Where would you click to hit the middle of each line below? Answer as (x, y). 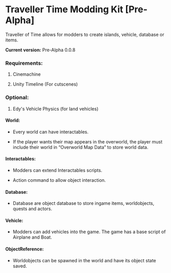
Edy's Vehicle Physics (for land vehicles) (56, 109)
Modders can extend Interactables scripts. (57, 170)
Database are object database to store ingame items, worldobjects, (83, 203)
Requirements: (24, 63)
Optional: (17, 97)
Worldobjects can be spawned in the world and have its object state (84, 260)
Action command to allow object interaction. (59, 180)
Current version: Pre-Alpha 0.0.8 (40, 50)
